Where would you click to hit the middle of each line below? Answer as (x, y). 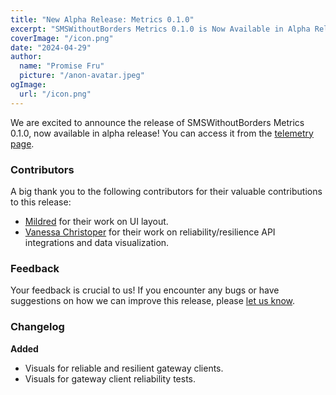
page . (22, 143)
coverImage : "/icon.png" (62, 38)
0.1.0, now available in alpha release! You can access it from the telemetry (162, 133)
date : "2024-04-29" (51, 47)
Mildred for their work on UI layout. (96, 221)
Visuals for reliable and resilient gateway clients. (124, 368)
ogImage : (28, 85)
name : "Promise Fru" (62, 66)
